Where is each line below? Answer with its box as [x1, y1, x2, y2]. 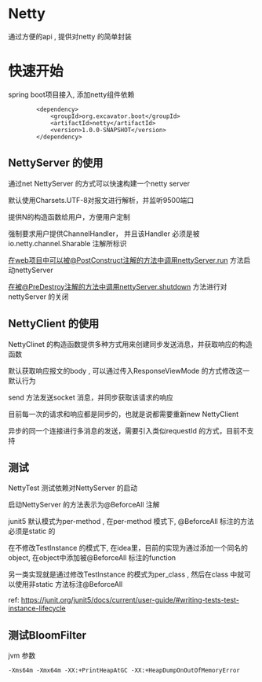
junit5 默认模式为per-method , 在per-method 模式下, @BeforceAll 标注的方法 [8, 517, 255, 526]
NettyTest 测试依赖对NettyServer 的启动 [8, 483, 138, 492]
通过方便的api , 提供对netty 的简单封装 [8, 31, 132, 41]
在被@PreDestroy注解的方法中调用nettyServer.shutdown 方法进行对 [8, 282, 227, 291]
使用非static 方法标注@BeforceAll [14, 580, 123, 589]
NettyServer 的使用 [8, 157, 104, 170]
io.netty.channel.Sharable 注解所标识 [8, 238, 127, 248]
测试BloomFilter [8, 629, 87, 642]
